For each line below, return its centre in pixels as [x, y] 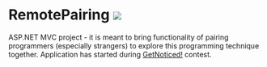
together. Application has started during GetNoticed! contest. [110, 54]
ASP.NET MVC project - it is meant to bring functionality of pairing [119, 37]
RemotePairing [59, 15]
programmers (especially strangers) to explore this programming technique [134, 45]
